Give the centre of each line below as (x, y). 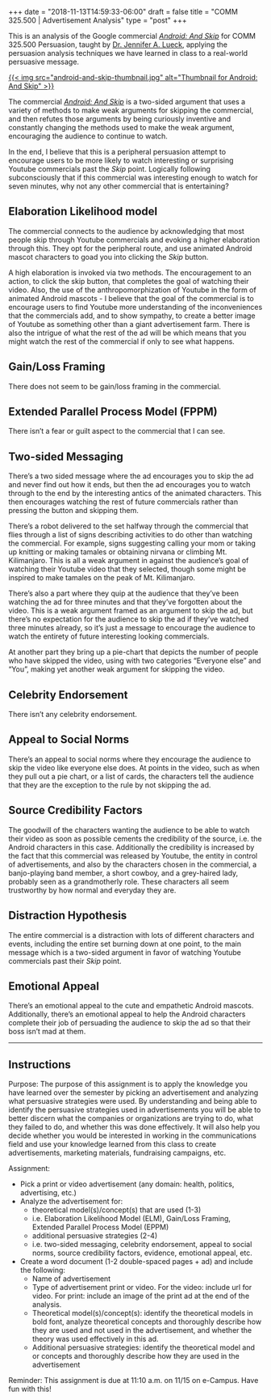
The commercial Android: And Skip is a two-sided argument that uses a (127, 102)
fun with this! (30, 1389)
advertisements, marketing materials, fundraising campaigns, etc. (117, 1153)
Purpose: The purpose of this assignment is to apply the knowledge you (128, 1084)
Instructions (40, 1065)
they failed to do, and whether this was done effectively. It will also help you (134, 1127)
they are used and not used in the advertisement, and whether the (142, 1330)
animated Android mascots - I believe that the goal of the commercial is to (131, 298)
